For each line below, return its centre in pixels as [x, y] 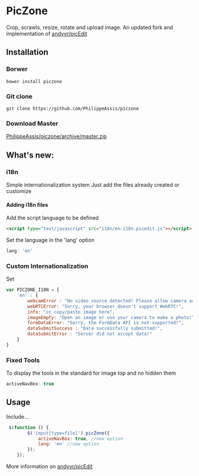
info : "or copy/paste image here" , [71, 312]
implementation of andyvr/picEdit [47, 33]
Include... [17, 417]
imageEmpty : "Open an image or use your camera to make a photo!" [111, 317]
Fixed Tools [23, 360]
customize [19, 191]
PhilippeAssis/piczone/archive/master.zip [57, 136]
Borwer [17, 69]
